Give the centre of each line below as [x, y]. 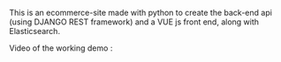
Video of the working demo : [61, 48]
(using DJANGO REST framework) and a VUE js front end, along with [134, 22]
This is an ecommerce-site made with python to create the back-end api [140, 13]
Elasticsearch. [34, 31]
